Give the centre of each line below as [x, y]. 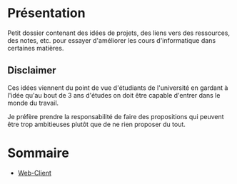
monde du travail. [33, 103]
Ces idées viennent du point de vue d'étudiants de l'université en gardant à [118, 88]
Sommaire [38, 153]
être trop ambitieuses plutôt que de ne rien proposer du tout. [96, 124]
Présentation [46, 13]
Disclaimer [32, 70]
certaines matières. [36, 48]
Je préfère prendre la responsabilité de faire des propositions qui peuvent [116, 116]
